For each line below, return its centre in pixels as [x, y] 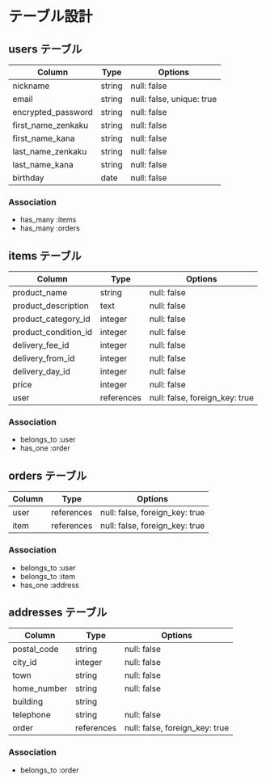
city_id [25, 662]
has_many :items [48, 220]
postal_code [36, 650]
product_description [51, 306]
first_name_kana [44, 138]
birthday [28, 178]
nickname [31, 86]
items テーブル [45, 256]
